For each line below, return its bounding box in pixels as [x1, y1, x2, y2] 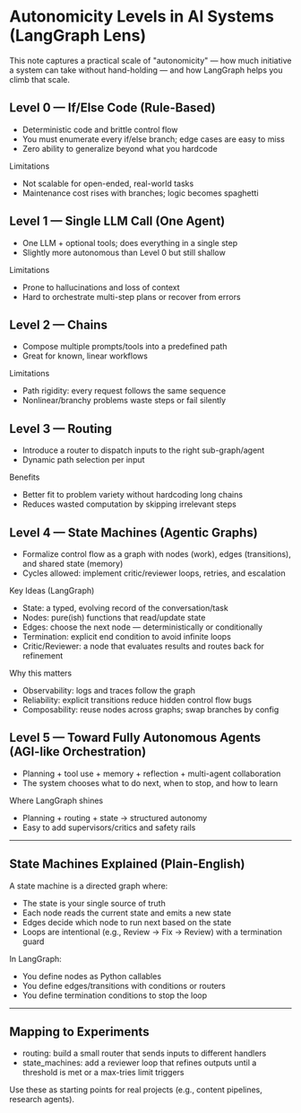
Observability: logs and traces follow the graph [21, 685, 195, 695]
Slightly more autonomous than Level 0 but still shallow [21, 247, 226, 258]
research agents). [9, 1094, 74, 1105]
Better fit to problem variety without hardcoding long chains [21, 490, 244, 500]
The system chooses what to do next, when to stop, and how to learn [21, 777, 279, 788]
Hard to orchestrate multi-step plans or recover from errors [21, 291, 241, 302]
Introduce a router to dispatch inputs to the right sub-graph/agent [21, 445, 265, 455]
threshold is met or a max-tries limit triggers [21, 1067, 185, 1078]
